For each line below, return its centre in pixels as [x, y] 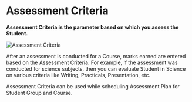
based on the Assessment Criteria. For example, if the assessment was [92, 62]
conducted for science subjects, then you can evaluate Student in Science [96, 68]
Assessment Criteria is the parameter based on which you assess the [92, 27]
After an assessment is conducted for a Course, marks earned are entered [96, 56]
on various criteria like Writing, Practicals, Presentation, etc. [78, 75]
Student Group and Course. [39, 93]
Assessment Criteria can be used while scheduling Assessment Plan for [93, 86]
